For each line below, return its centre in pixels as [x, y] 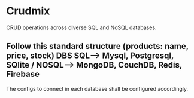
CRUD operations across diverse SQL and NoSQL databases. [81, 27]
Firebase [23, 74]
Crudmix [28, 11]
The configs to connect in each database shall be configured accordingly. [97, 88]
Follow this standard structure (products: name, [97, 46]
